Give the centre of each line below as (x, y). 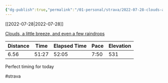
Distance (18, 46)
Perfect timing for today (29, 66)
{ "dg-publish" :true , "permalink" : (40, 10)
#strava (13, 76)
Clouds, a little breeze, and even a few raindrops (55, 33)
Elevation (120, 46)
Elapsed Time (70, 46)
